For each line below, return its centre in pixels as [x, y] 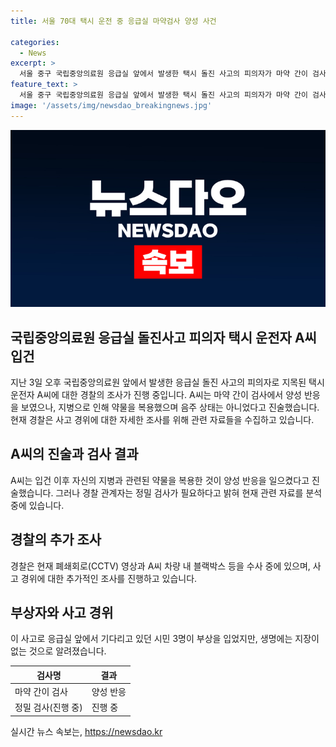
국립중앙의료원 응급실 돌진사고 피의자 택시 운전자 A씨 [163, 337]
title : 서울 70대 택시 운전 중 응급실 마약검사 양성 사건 [113, 21]
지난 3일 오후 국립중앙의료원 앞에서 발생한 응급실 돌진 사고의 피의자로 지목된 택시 [167, 382]
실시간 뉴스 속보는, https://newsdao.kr [86, 731]
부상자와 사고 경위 [62, 612]
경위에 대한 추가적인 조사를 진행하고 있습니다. [109, 578]
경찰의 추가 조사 [56, 540]
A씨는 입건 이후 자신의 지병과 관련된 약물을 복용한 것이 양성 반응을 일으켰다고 [160, 480]
